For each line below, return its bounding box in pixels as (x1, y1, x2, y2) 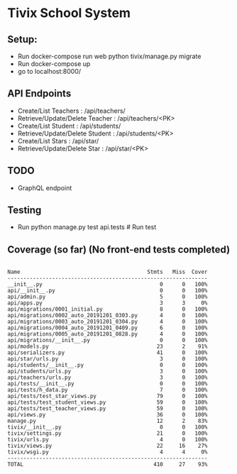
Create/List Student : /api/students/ (17, 121, 121, 130)
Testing (7, 204, 42, 216)
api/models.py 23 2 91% (7, 343, 208, 351)
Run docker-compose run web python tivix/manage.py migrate (17, 52, 202, 60)
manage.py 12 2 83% (7, 417, 208, 425)
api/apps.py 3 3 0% (7, 299, 208, 307)
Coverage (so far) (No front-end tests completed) (7, 243, 231, 255)
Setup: (7, 33, 38, 45)
